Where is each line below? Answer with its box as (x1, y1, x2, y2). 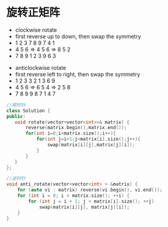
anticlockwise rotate (15, 64, 67, 71)
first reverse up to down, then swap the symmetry (15, 32, 142, 40)
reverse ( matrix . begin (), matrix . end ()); (25, 125, 127, 131)
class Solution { (6, 108, 51, 114)
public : (6, 113, 26, 119)
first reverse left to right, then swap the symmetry (15, 70, 141, 78)
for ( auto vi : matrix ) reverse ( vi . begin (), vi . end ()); (17, 187, 163, 193)
